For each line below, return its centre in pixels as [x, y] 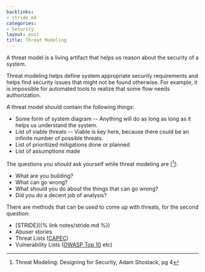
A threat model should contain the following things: [70, 107]
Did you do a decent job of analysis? [61, 195]
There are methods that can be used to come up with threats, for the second [103, 207]
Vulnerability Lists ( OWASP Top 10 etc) [64, 245]
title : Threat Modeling [37, 40]
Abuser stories [34, 231]
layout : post [23, 35]
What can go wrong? [41, 182]
